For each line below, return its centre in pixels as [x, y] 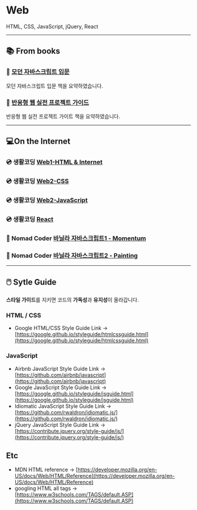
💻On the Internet [38, 141]
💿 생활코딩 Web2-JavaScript [47, 200]
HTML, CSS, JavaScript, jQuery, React [52, 26]
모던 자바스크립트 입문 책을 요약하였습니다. [55, 86]
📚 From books [33, 51]
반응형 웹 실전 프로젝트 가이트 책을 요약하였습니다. [63, 116]
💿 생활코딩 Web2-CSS [38, 181]
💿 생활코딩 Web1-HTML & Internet [54, 162]
